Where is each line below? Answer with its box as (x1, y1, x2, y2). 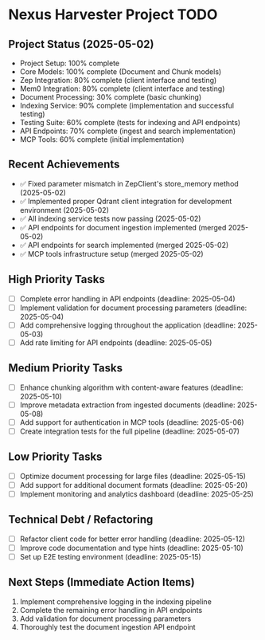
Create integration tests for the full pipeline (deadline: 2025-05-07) (19, 426, 240, 436)
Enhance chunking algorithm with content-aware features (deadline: (19, 383, 244, 392)
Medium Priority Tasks (8, 361, 123, 375)
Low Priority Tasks (8, 450, 103, 464)
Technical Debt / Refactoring (8, 512, 154, 527)
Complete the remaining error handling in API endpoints (19, 605, 203, 614)
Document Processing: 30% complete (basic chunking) (19, 92, 202, 101)
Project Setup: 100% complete (19, 58, 120, 68)
